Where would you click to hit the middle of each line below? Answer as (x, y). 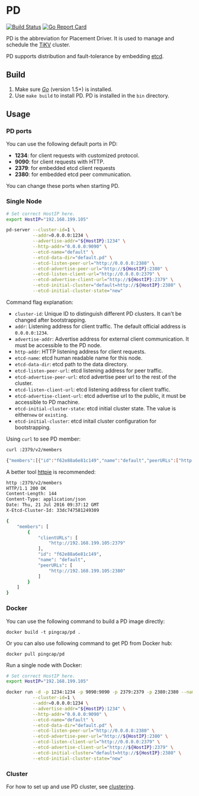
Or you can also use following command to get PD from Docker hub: (89, 643)
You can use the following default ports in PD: (62, 144)
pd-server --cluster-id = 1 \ (41, 230)
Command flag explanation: (40, 302)
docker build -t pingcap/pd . (44, 632)
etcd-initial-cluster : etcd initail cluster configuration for (86, 421)
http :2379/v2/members (34, 483)
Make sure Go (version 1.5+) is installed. (63, 89)
